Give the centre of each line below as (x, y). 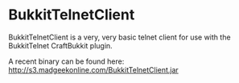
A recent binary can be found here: (66, 61)
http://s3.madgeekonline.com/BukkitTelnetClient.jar (93, 69)
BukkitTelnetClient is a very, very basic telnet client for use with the (119, 37)
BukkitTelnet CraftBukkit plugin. (60, 45)
